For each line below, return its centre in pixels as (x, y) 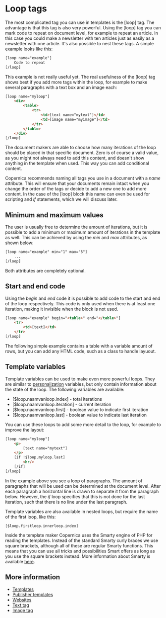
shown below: (19, 243)
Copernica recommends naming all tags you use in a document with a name (83, 178)
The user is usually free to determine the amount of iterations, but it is (76, 227)
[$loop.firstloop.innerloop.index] (42, 526)
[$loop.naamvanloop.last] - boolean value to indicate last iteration (80, 415)
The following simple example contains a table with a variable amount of (79, 346)
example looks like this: (29, 49)
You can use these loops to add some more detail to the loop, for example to (83, 424)
